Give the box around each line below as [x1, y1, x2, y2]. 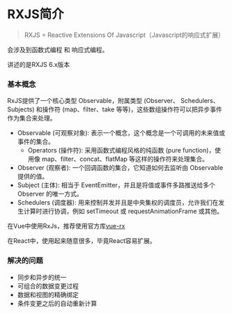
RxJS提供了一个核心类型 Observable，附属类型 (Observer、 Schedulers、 [7, 97, 219, 105]
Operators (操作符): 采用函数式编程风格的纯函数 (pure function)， [27, 146, 215, 155]
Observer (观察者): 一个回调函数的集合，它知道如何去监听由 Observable [17, 164, 224, 172]
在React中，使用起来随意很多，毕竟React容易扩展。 [7, 237, 157, 245]
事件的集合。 [17, 137, 54, 146]
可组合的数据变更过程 [17, 281, 79, 290]
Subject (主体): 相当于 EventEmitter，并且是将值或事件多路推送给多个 [17, 181, 216, 189]
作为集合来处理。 [7, 114, 56, 123]
